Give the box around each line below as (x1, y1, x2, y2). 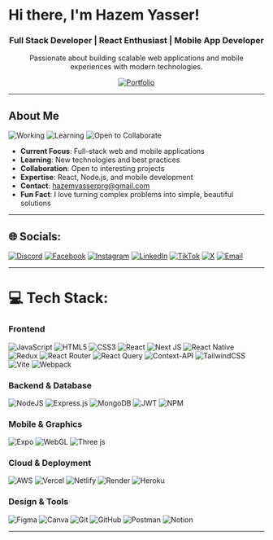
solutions (19, 198, 51, 209)
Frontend (8, 323, 45, 335)
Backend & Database (8, 380, 92, 391)
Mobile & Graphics (8, 418, 83, 429)
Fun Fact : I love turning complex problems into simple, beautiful (19, 190, 234, 200)
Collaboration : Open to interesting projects (19, 164, 165, 173)
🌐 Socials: (8, 230, 62, 244)
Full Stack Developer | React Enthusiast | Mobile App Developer (9, 35, 264, 46)
